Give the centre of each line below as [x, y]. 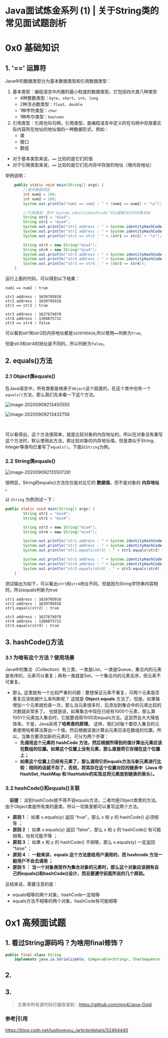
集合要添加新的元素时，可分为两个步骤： [67, 737]
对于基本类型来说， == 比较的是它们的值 [53, 159]
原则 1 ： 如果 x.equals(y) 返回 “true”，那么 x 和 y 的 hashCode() [78, 817]
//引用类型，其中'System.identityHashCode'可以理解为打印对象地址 [87, 213]
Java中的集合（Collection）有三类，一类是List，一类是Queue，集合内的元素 [83, 669]
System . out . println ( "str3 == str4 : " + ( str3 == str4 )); [85, 264]
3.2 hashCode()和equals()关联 [42, 788]
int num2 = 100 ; [40, 199]
